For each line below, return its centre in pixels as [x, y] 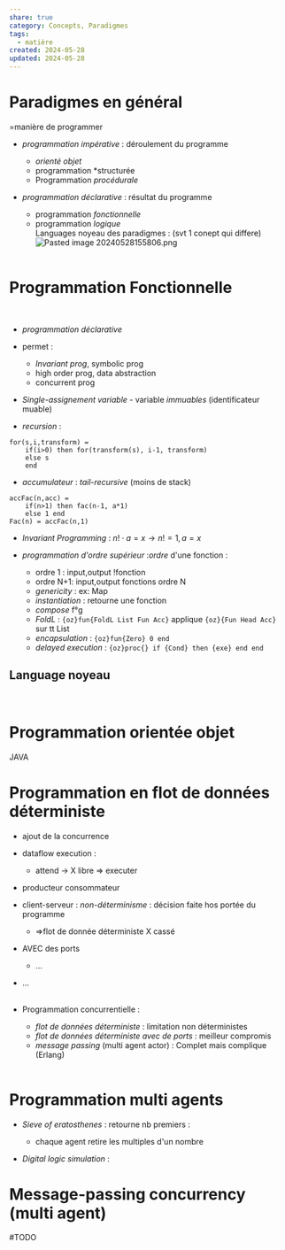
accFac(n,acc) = [39, 498]
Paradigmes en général [96, 102]
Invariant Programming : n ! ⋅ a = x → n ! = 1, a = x [112, 537]
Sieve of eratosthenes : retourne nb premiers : [106, 1124]
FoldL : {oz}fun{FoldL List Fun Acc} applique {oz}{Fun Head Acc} [156, 619]
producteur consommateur [71, 887]
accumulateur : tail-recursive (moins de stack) [107, 482]
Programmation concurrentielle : [81, 1009]
